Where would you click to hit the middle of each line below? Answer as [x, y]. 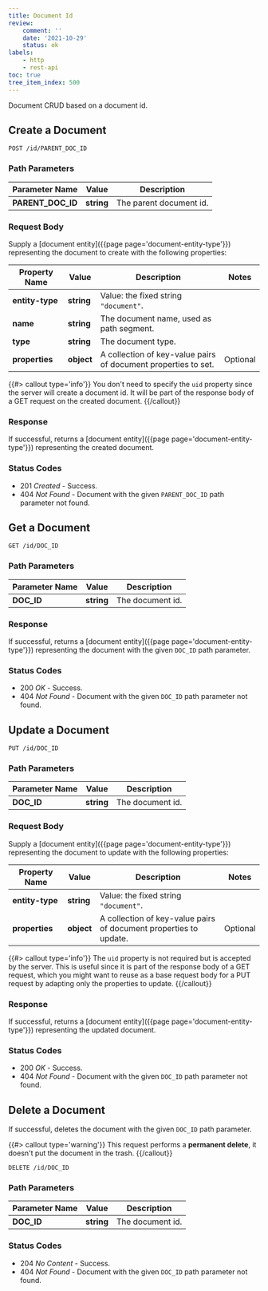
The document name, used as [156, 318]
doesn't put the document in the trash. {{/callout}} [91, 1153]
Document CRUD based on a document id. [78, 105]
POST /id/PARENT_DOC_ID [48, 148]
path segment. [127, 328]
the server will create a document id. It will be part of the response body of [131, 393]
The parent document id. [162, 203]
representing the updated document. [96, 1029]
